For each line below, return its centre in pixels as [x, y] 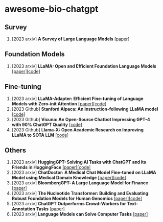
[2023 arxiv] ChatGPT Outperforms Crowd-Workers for [69, 204]
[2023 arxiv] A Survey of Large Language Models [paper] [70, 39]
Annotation [23, 209]
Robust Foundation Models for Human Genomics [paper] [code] [77, 198]
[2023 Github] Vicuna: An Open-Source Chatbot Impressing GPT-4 [81, 119]
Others [15, 150]
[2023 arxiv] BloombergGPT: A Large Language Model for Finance [80, 183]
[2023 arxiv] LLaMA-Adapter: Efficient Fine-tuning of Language [78, 99]
